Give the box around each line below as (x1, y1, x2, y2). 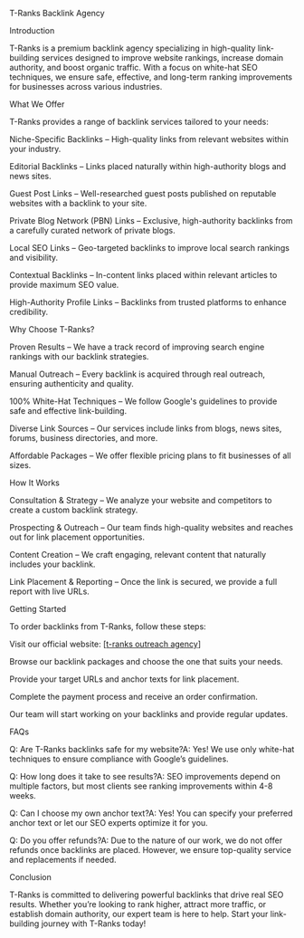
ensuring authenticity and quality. (9, 378, 134, 388)
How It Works (9, 477, 61, 488)
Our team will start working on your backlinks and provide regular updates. (9, 709, 288, 719)
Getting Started (9, 604, 67, 614)
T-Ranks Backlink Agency (9, 8, 106, 18)
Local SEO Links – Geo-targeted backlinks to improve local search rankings (9, 243, 290, 253)
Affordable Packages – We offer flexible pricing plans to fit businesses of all (9, 450, 291, 461)
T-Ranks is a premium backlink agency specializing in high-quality (9, 43, 256, 53)
